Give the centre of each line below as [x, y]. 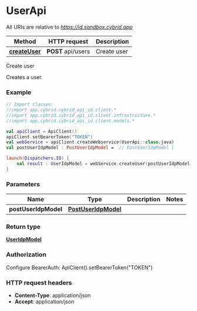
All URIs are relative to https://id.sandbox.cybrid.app [69, 27]
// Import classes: [30, 105]
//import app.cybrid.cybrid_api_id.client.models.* [70, 121]
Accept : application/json [44, 302]
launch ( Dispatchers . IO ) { [38, 158]
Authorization [26, 255]
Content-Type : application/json [52, 295]
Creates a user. [24, 77]
